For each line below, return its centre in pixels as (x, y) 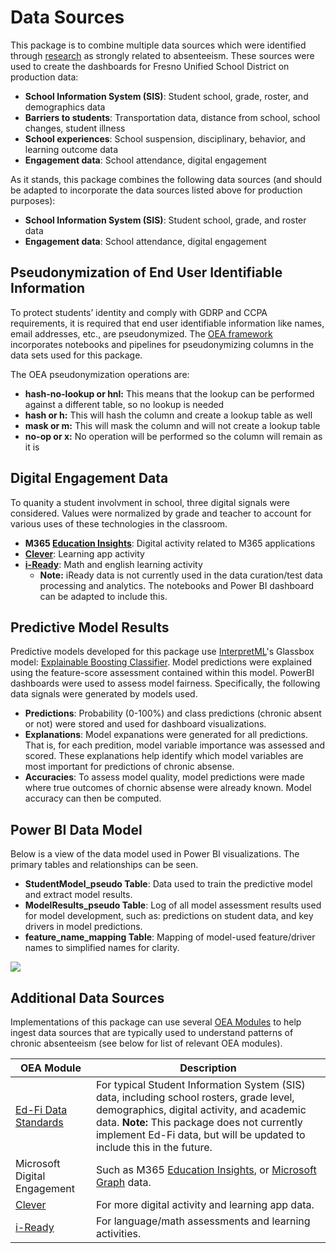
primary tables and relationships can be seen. (104, 865)
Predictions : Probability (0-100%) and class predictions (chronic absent (173, 713)
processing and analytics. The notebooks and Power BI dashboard (177, 585)
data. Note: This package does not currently (199, 1122)
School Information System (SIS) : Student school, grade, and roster (165, 220)
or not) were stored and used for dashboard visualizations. (145, 724)
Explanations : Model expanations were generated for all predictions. (166, 735)
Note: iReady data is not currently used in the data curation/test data (181, 575)
